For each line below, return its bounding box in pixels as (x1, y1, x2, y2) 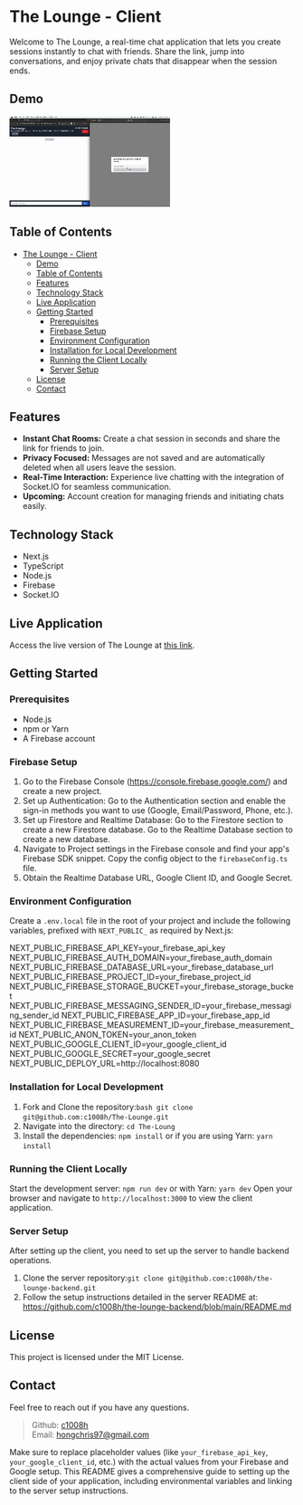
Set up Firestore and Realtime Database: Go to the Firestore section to (22, 814, 284, 825)
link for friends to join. (22, 443, 105, 454)
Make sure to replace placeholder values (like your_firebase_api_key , (9, 1446, 269, 1457)
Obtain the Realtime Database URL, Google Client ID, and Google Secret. (22, 872, 293, 883)
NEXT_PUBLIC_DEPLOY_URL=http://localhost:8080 (9, 1058, 200, 1069)
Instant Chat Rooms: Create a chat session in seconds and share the (22, 433, 280, 445)
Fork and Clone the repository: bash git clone (22, 1101, 194, 1112)
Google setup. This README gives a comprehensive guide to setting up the (9, 1465, 290, 1477)
